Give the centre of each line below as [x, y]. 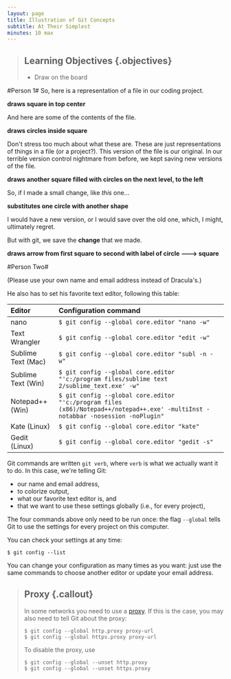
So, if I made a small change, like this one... [68, 193]
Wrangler [25, 342]
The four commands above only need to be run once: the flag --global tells [114, 519]
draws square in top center [46, 104]
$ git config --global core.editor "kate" [129, 427]
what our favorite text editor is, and [67, 499]
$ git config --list [37, 553]
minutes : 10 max [30, 33]
